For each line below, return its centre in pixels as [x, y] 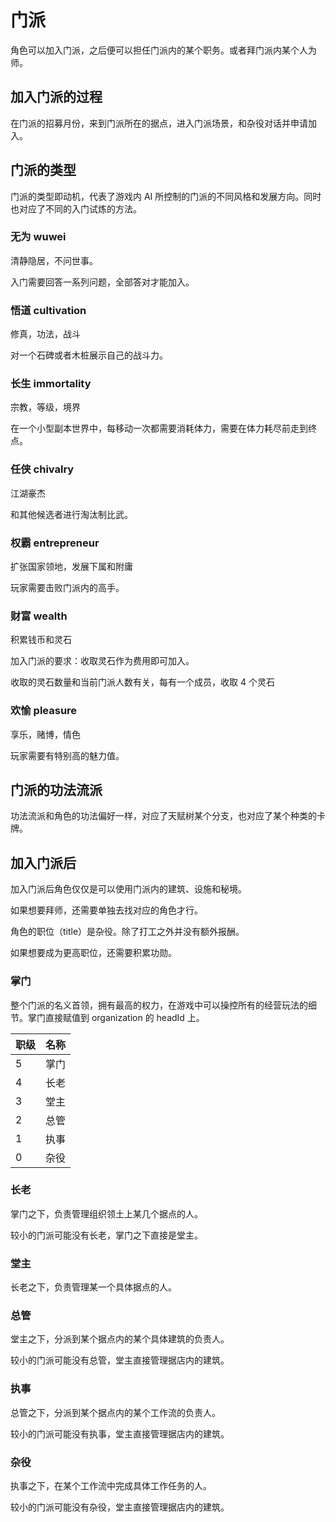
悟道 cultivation [48, 310]
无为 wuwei [38, 237]
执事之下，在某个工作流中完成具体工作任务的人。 [111, 1486]
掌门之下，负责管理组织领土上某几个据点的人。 [106, 1213]
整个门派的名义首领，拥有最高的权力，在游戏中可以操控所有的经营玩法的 [159, 1005]
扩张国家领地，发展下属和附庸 [71, 567]
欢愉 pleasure [44, 711]
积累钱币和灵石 [41, 640]
